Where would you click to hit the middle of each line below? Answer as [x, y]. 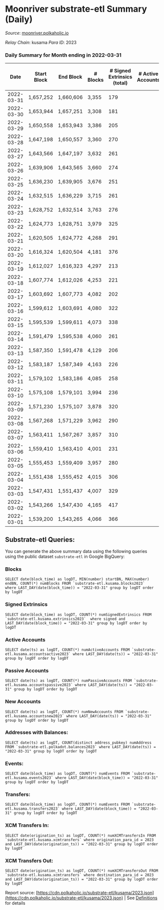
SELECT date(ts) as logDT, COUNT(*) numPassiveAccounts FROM [69, 681]
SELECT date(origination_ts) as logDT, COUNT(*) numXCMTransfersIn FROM [81, 835]
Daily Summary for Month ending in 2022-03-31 [63, 55]
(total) [120, 83]
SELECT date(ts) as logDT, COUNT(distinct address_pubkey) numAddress [78, 743]
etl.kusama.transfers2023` [32, 809]
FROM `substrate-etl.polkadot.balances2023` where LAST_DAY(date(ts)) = [81, 747]
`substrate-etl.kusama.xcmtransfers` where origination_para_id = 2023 [79, 840]
